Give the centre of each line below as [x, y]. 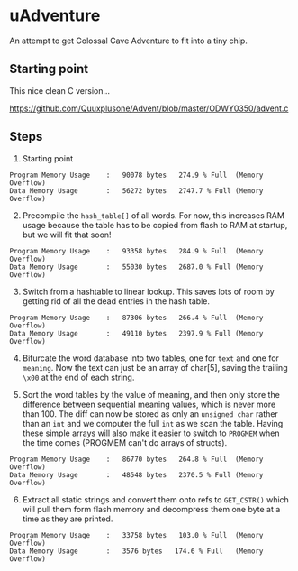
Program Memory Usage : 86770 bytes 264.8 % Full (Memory [136, 459]
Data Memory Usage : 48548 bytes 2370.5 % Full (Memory [136, 474]
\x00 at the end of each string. [78, 377]
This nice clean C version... [60, 90]
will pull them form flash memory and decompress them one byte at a [151, 509]
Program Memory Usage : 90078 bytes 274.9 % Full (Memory [136, 175]
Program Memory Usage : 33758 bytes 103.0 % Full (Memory [136, 535]
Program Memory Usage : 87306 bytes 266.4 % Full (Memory [136, 318]
